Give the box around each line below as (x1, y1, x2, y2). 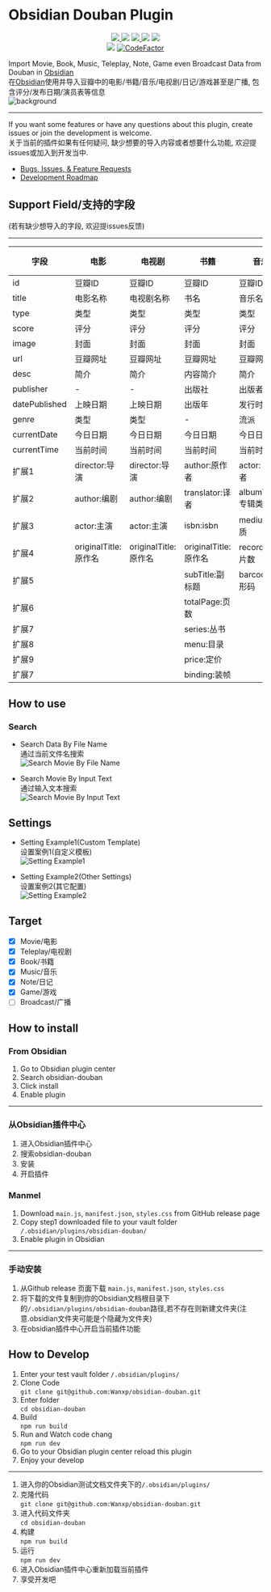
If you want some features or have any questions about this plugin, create (8, 119, 253, 129)
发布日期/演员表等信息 (31, 87, 106, 96)
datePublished (12, 398, 67, 409)
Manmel (8, 1190, 42, 1201)
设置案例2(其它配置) (19, 882, 87, 891)
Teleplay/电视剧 (19, 946, 73, 956)
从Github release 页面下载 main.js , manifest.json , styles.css (19, 1284, 225, 1293)
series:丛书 (184, 623, 226, 634)
